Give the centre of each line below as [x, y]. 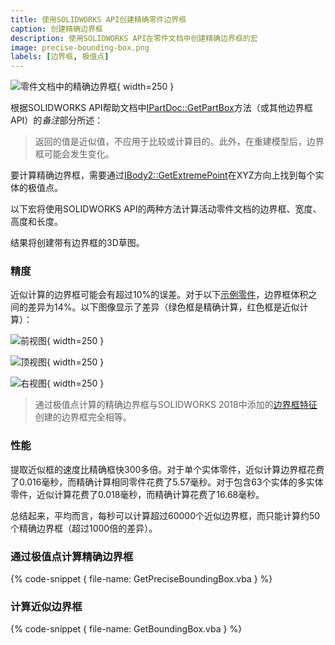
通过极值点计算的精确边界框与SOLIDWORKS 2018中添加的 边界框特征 [176, 405]
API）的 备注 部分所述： [57, 120]
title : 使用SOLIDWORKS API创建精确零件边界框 [98, 19]
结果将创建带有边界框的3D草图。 [77, 243]
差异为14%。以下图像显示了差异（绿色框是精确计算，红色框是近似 [163, 307]
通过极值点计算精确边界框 [72, 556]
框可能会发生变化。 [74, 154]
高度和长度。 [36, 222]
